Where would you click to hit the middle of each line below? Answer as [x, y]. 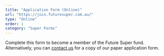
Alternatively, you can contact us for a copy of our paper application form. [82, 48]
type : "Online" [21, 19]
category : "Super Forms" [31, 28]
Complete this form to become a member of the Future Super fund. [75, 42]
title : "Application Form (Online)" [44, 10]
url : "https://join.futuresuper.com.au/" [49, 14]
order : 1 [14, 24]
